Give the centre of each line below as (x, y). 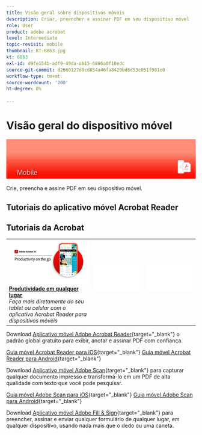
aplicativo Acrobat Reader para (48, 314)
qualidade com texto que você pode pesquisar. (64, 383)
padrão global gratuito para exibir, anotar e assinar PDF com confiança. (95, 341)
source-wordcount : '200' (37, 82)
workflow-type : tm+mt (33, 76)
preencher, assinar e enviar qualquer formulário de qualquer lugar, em (93, 419)
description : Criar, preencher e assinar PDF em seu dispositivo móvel (98, 19)
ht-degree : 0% (24, 89)
